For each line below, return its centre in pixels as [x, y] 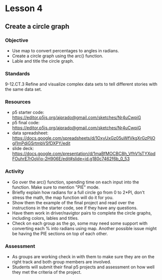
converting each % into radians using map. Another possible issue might [84, 228]
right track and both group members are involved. [61, 262]
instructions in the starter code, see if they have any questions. [75, 208]
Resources [18, 102]
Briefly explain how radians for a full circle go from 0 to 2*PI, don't [78, 192]
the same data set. [23, 89]
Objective [17, 40]
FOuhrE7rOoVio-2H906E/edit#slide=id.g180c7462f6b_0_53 [71, 159]
